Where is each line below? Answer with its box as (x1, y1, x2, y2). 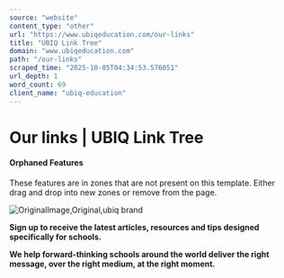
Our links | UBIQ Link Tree (9, 127, 204, 148)
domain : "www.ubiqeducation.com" (9, 47, 135, 56)
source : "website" (9, 13, 78, 22)
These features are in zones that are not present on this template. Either (9, 177, 276, 188)
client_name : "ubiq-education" (9, 88, 127, 97)
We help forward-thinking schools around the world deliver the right (9, 248, 270, 259)
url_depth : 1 (9, 72, 58, 81)
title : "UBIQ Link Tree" (9, 38, 102, 48)
